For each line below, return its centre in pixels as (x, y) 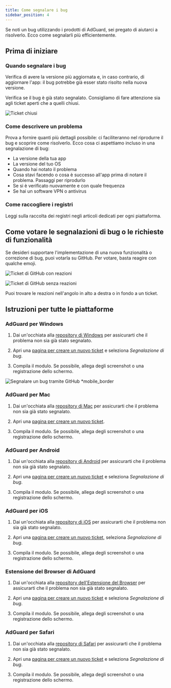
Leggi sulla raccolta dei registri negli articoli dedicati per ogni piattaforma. (83, 216)
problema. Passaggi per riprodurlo (49, 180)
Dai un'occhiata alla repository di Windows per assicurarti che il (80, 335)
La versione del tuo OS (37, 164)
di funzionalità (29, 240)
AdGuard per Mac (28, 395)
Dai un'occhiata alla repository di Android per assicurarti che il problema (89, 461)
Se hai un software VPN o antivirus (50, 191)
